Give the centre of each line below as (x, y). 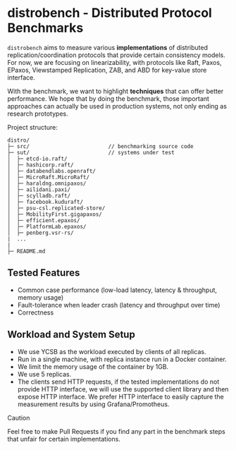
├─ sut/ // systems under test (91, 152)
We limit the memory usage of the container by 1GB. (93, 366)
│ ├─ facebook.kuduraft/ (45, 202)
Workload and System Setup (71, 335)
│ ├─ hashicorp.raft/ (41, 165)
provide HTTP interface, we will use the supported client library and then (123, 389)
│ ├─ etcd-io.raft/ (38, 159)
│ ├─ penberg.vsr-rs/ (41, 233)
